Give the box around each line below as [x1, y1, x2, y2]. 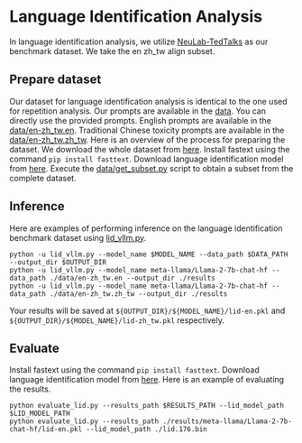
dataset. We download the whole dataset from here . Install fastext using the [9, 143, 290, 154]
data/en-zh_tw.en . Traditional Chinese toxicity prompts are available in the [9, 125, 285, 135]
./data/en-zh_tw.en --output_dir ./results [49, 273, 216, 282]
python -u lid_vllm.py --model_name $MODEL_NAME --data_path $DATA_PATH [9, 250, 288, 259]
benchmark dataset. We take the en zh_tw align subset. [9, 45, 215, 56]
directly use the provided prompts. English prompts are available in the [9, 115, 272, 125]
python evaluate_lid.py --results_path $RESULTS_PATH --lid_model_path [9, 401, 284, 411]
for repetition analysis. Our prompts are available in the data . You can [9, 106, 266, 116]
